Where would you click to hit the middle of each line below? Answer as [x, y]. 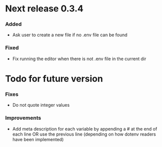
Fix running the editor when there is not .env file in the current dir [79, 59]
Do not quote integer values [41, 105]
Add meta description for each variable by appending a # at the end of [85, 129]
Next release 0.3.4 [44, 9]
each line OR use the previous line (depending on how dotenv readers [84, 134]
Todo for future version [54, 79]
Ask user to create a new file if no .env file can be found [70, 35]
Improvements [23, 118]
